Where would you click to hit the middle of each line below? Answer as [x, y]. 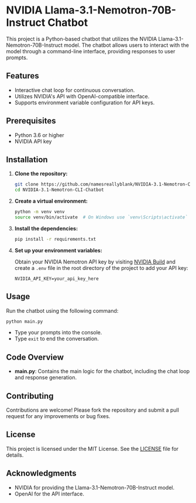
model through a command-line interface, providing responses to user [91, 51]
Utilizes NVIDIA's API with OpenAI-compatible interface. [82, 96]
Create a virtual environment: [51, 201]
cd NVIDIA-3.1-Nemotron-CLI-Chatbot [59, 190]
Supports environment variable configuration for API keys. [85, 102]
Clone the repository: [41, 174]
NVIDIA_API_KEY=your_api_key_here [56, 279]
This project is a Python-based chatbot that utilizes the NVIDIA [82, 39]
